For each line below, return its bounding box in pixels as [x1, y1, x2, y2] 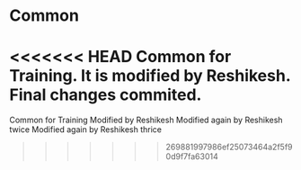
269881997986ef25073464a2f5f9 [165, 141, 293, 153]
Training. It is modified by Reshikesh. [9, 66, 291, 86]
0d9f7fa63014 [165, 151, 218, 162]
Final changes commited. [9, 85, 202, 105]
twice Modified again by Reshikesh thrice [9, 124, 162, 135]
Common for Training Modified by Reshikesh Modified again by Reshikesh [9, 114, 283, 126]
